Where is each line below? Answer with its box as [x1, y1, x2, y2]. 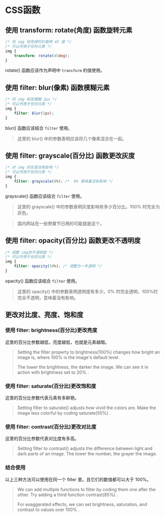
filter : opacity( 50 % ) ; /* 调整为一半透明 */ [14, 264, 103, 269]
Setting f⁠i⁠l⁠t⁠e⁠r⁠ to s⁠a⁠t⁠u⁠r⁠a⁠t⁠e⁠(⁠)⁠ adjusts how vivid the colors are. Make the [17, 405, 156, 411]
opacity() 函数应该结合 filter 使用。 [5, 278, 80, 284]
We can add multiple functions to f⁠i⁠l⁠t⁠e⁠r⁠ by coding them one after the [17, 486, 156, 492]
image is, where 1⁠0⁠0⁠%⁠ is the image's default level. [17, 354, 120, 360]
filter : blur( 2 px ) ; [14, 110, 55, 116]
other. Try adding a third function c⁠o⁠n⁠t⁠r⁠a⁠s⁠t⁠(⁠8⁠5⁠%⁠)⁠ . [17, 492, 118, 498]
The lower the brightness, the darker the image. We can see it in [17, 364, 149, 370]
